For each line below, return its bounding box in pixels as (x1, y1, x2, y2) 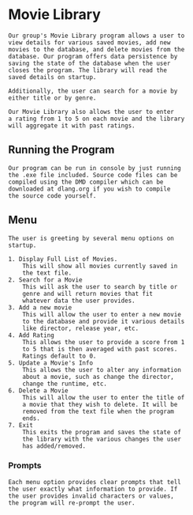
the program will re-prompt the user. (8, 498, 135, 507)
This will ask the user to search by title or (22, 282, 178, 290)
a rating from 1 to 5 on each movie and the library (8, 115, 185, 123)
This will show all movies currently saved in (22, 262, 178, 270)
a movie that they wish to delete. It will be (22, 400, 178, 408)
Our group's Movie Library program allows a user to (8, 32, 185, 40)
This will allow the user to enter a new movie (22, 310, 181, 318)
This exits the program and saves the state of (22, 428, 181, 436)
